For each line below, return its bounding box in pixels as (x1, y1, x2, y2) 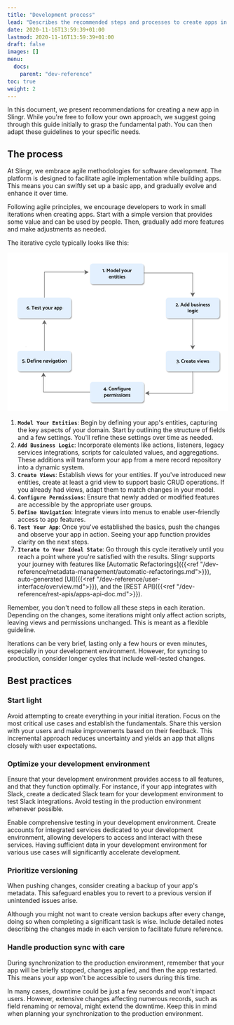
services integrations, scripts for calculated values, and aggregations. (17, 448, 219, 457)
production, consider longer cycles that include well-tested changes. (7, 655, 206, 663)
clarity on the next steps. (17, 537, 90, 547)
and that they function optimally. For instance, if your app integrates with (7, 782, 217, 791)
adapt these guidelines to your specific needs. (7, 128, 142, 136)
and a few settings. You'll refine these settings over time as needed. (17, 434, 214, 442)
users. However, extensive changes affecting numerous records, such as (7, 994, 218, 1003)
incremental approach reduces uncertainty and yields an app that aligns (7, 734, 215, 742)
